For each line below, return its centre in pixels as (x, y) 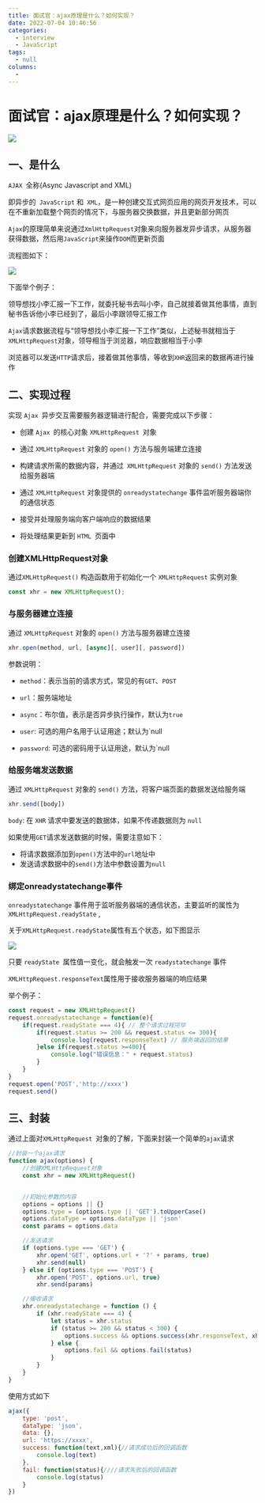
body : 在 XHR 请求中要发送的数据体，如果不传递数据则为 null (105, 820)
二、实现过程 (39, 395)
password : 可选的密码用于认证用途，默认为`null (94, 748)
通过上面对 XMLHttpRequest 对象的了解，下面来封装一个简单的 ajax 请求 (121, 1139)
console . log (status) (70, 1477)
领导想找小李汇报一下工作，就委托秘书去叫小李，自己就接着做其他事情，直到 (132, 304)
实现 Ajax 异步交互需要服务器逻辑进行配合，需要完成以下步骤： (111, 416)
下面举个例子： (32, 287)
